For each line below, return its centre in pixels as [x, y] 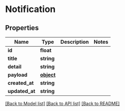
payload [17, 75]
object [48, 75]
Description [74, 42]
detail [14, 67]
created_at [21, 83]
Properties [22, 28]
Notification [30, 9]
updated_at [21, 91]
